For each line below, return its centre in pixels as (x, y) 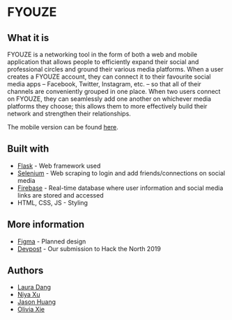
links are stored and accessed (60, 195)
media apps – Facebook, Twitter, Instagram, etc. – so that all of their (105, 84)
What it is (28, 38)
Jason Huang (37, 302)
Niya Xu (29, 295)
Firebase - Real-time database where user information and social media (120, 188)
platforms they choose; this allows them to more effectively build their (107, 106)
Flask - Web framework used (59, 166)
